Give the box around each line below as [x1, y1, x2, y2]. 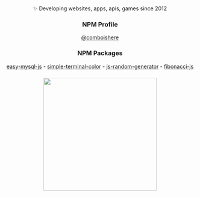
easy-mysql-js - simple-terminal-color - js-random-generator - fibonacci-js [6, 63, 194, 70]
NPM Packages [77, 49, 123, 57]
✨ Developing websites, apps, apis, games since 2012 [33, 5, 167, 12]
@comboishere [81, 34, 119, 41]
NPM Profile [82, 20, 118, 28]
